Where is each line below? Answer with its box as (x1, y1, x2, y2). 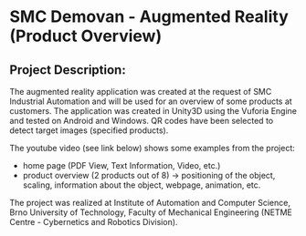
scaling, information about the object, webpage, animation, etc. (22, 180, 261, 190)
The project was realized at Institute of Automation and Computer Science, (9, 198, 290, 208)
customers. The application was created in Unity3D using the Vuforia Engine (9, 106, 297, 116)
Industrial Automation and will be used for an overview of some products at (9, 96, 292, 107)
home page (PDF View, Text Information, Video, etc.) (22, 160, 221, 170)
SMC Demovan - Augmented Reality (9, 6, 290, 27)
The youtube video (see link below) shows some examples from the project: (9, 143, 295, 153)
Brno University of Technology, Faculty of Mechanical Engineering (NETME (9, 207, 292, 218)
